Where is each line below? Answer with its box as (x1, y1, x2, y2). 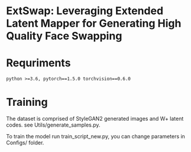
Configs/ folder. (6, 139, 44, 146)
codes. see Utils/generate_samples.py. (6, 121, 101, 128)
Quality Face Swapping (6, 30, 122, 43)
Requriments (6, 56, 71, 70)
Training (6, 96, 48, 109)
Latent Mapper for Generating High (6, 17, 182, 30)
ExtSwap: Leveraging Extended (6, 4, 164, 18)
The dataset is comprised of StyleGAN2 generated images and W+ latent (6, 115, 184, 122)
